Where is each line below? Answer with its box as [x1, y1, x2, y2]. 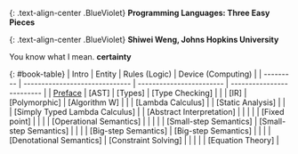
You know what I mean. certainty [9, 52, 132, 61]
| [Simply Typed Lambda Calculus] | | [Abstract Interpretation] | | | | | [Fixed [9, 107, 285, 117]
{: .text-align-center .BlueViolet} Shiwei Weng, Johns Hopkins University [9, 35, 279, 45]
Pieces [9, 17, 36, 28]
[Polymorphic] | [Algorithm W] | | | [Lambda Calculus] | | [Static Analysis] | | [9, 97, 286, 108]
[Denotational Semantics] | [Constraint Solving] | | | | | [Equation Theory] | [9, 135, 279, 145]
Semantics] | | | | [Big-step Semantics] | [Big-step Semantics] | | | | [27, 126, 271, 136]
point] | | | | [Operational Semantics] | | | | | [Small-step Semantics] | [9, 116, 258, 126]
